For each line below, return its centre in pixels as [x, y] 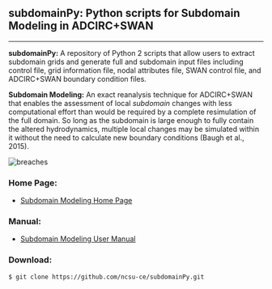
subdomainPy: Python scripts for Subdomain [124, 13]
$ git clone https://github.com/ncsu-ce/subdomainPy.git [106, 277]
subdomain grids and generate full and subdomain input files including [126, 62]
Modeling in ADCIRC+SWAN [81, 26]
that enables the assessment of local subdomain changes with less [120, 103]
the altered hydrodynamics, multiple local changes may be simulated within [134, 129]
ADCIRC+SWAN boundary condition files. [78, 79]
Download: [30, 260]
